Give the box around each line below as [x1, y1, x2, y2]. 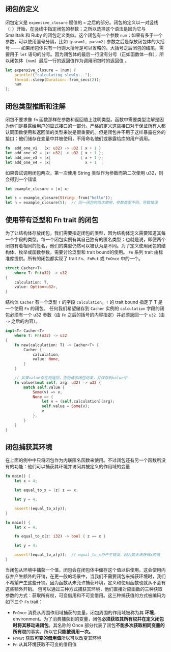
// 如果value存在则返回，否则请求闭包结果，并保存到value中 [14, 376, 128, 381]
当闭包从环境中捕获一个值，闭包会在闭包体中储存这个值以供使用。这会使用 [5, 566, 161, 573]
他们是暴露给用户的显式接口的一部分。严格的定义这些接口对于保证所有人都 [9, 123, 166, 129]
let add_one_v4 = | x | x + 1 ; [5, 160, 103, 165]
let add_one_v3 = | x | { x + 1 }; [5, 155, 103, 160]
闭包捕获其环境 [5, 442, 52, 451]
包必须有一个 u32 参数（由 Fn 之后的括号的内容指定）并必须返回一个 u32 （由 [5, 312, 165, 318]
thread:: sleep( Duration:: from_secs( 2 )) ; [14, 77, 101, 82]
